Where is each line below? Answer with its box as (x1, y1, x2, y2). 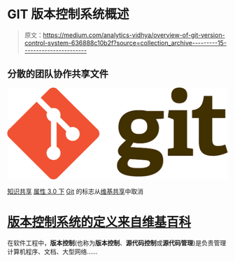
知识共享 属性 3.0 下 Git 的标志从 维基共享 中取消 (7, 187, 143, 196)
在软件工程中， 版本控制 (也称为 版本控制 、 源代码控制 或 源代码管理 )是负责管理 (7, 238, 227, 247)
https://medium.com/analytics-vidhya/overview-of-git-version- (43, 31, 225, 39)
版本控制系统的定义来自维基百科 (7, 214, 192, 231)
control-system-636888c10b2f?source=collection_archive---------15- (24, 38, 227, 47)
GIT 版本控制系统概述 (7, 6, 129, 22)
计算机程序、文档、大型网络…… (7, 247, 98, 256)
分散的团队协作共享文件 (7, 68, 108, 80)
